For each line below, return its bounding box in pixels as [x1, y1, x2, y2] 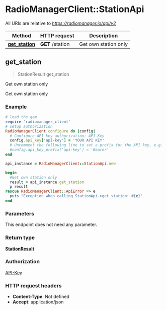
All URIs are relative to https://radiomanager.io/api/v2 [5, 20, 117, 26]
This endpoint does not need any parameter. [5, 221, 97, 227]
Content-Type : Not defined [12, 293, 69, 300]
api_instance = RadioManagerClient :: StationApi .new [5, 161, 116, 166]
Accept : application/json [12, 299, 64, 305]
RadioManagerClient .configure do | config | [5, 128, 96, 134]
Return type [5, 234, 35, 241]
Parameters [5, 210, 34, 217]
